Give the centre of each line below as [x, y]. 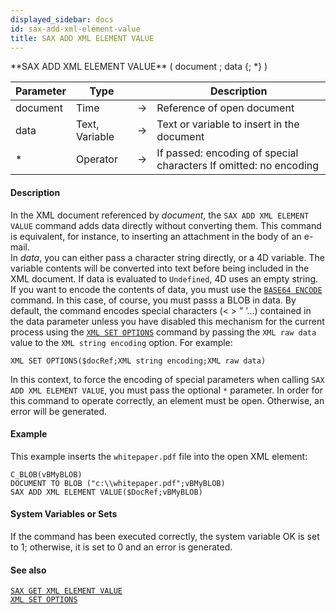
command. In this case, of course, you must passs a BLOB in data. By [153, 300]
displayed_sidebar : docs [62, 19]
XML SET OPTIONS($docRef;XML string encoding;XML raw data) [138, 361]
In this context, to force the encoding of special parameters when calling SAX [167, 379]
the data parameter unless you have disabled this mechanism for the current [167, 321]
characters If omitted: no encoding [238, 166]
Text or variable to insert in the [228, 124]
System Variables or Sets [64, 514]
